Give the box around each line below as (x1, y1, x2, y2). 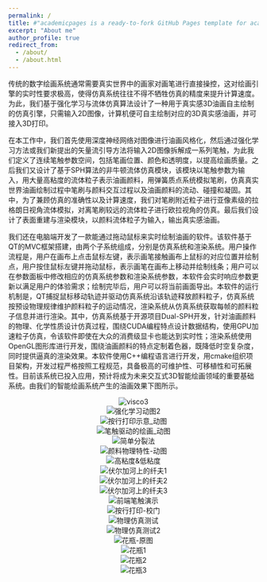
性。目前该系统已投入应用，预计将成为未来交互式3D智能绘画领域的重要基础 (8, 371, 254, 380)
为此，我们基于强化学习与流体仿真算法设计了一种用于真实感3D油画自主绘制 (8, 99, 254, 108)
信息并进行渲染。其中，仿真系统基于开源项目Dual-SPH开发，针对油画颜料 (14, 311, 257, 320)
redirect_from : (8, 41, 59, 49)
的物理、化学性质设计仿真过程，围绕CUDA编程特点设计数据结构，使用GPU (8, 321, 252, 331)
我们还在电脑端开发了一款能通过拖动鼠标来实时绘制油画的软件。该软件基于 (8, 231, 252, 241)
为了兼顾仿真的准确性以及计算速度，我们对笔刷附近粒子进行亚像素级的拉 (21, 195, 259, 204)
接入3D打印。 (8, 118, 53, 128)
